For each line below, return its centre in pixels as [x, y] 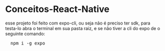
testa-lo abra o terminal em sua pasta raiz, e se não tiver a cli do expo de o [83, 28]
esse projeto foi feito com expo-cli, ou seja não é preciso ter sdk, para [78, 23]
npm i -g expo [28, 43]
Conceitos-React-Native [57, 9]
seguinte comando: [25, 33]
